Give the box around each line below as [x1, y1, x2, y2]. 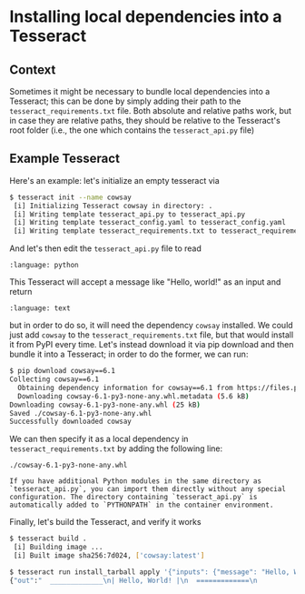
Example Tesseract [9, 151, 121, 166]
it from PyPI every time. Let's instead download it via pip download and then [9, 339, 294, 350]
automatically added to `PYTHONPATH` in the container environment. [9, 500, 274, 510]
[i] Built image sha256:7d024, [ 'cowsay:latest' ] [13, 551, 205, 560]
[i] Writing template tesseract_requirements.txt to [13, 227, 218, 236]
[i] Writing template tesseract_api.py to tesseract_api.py [13, 209, 246, 219]
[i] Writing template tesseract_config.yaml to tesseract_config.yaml [13, 218, 286, 227]
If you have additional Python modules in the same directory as [9, 477, 261, 486]
